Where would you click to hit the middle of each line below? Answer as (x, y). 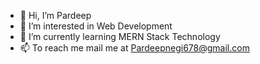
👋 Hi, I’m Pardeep (55, 15)
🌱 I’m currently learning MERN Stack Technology (120, 36)
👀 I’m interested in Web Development (96, 26)
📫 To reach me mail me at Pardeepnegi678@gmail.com (134, 48)
